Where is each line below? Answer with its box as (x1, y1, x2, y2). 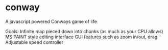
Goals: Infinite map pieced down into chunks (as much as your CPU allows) (5, 28, 163, 34)
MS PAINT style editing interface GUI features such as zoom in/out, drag (5, 34, 158, 40)
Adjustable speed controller (5, 39, 64, 45)
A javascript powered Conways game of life (5, 18, 97, 24)
